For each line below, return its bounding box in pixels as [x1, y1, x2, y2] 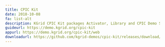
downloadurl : [5, 35, 32, 40]
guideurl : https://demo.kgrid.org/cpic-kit [5, 25, 96, 30]
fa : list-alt [5, 16, 32, 21]
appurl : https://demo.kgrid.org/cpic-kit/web [5, 30, 100, 35]
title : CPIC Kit [5, 7, 38, 12]
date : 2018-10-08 [5, 12, 41, 17]
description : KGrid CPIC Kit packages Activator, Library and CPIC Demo [5, 21, 157, 26]
